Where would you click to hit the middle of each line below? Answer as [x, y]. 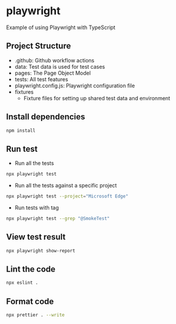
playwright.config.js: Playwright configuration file [75, 85]
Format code [30, 301]
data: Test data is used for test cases [60, 66]
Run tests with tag [37, 208]
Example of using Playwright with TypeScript [61, 27]
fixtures [24, 92]
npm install [21, 131]
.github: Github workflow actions [55, 60]
